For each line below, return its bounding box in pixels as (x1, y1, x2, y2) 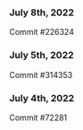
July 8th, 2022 (9, 6, 74, 19)
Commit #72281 (9, 112, 68, 123)
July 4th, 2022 (9, 91, 75, 104)
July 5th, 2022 (9, 49, 74, 62)
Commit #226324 (9, 27, 74, 38)
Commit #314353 (9, 69, 73, 80)
